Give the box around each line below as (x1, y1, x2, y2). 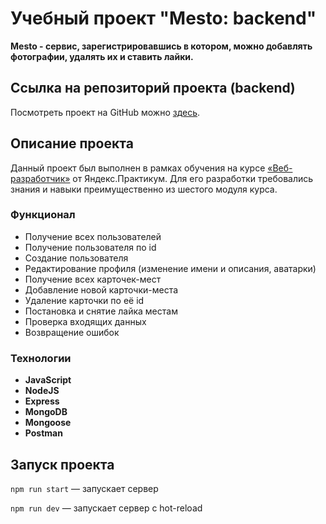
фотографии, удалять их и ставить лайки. (10, 50, 194, 62)
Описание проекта (10, 135, 134, 152)
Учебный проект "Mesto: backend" (10, 7, 317, 30)
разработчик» (10, 172, 71, 184)
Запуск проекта (10, 456, 115, 473)
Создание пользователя (24, 252, 129, 264)
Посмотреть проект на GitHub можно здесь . (10, 106, 201, 118)
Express (24, 395, 60, 407)
